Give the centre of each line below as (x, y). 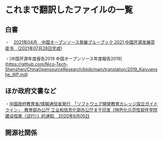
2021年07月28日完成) (41, 48)
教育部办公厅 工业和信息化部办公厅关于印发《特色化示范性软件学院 (91, 110)
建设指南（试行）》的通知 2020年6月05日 (47, 116)
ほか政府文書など (31, 91)
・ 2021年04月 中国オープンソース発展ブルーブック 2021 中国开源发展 (78, 42)
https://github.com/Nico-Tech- (37, 64)
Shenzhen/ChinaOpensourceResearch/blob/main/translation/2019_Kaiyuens (81, 69)
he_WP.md (16, 74)
